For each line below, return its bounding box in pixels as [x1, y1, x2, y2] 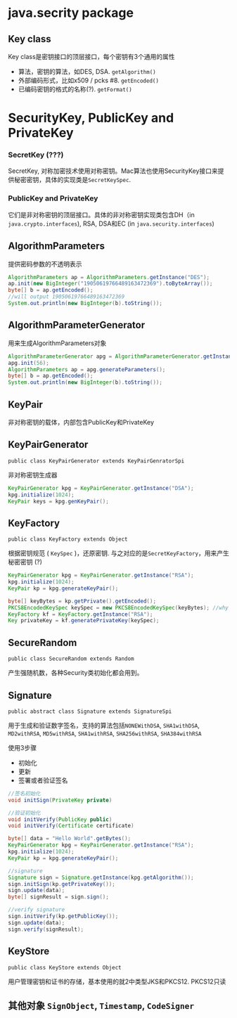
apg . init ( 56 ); [8, 359, 50, 366]
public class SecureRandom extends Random [8, 655, 134, 662]
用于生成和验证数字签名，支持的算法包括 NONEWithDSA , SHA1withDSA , [8, 721, 200, 729]
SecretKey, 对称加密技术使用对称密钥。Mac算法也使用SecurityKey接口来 [8, 167, 219, 175]
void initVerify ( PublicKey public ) [8, 816, 113, 823]
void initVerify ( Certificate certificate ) [8, 823, 134, 830]
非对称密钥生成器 [8, 470, 58, 479]
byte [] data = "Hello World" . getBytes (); [8, 835, 132, 842]
